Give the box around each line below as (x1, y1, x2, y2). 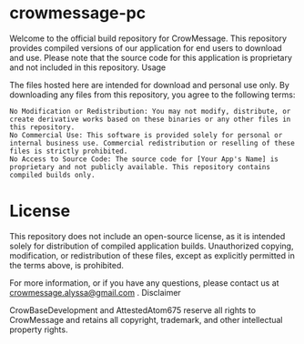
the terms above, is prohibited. (9, 259, 125, 270)
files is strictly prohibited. (9, 147, 128, 156)
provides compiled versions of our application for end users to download (9, 42, 282, 53)
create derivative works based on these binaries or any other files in (9, 115, 291, 124)
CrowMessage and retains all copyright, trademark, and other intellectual (9, 314, 283, 325)
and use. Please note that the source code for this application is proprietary (9, 52, 293, 63)
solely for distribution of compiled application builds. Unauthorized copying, (9, 240, 294, 251)
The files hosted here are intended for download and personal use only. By (9, 79, 289, 90)
